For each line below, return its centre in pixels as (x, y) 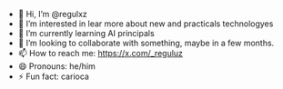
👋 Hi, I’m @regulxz (53, 14)
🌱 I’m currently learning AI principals (86, 33)
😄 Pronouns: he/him (56, 66)
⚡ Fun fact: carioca (53, 76)
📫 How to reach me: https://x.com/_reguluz (101, 53)
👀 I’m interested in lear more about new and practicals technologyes (146, 24)
